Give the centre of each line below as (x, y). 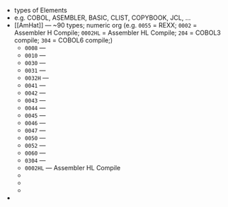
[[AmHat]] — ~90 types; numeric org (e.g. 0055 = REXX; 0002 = (106, 25)
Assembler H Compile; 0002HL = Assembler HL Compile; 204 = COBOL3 (117, 32)
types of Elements (40, 10)
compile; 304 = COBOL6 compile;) (63, 40)
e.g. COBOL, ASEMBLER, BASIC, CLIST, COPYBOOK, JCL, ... (102, 18)
